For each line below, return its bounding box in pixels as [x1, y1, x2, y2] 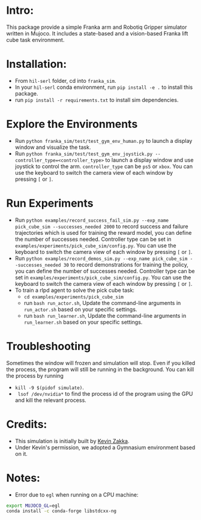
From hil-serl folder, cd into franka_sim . [14, 77, 116, 84]
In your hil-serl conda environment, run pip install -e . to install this [14, 83, 193, 91]
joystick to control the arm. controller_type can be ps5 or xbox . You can [14, 163, 193, 170]
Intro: [6, 4, 34, 17]
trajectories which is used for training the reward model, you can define [14, 229, 192, 236]
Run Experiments [6, 196, 94, 210]
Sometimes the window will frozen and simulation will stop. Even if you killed [6, 359, 196, 366]
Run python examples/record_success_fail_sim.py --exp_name [14, 216, 169, 223]
